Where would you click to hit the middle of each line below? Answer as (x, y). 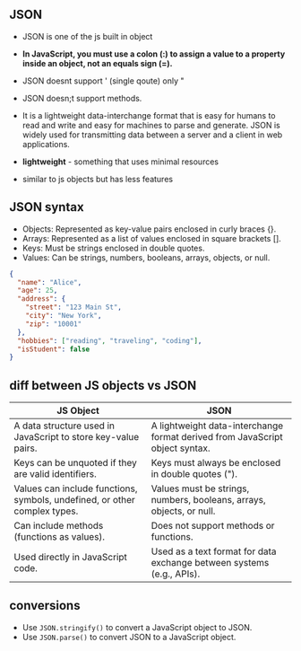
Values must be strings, (200, 488)
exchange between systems (210, 563)
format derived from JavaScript (217, 437)
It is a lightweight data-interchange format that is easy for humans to (149, 115)
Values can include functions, (76, 488)
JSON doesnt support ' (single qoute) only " (103, 81)
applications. (46, 144)
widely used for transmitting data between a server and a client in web (152, 135)
